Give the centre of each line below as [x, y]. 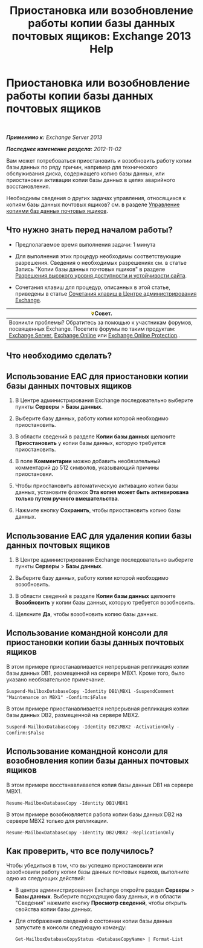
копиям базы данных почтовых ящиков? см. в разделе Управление [93, 204]
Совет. [104, 313]
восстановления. [28, 186]
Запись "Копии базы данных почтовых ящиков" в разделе [90, 269]
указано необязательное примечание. [56, 679]
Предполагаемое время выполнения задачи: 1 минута [85, 244]
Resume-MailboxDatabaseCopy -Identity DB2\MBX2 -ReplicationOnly [90, 833]
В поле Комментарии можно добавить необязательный [88, 461]
